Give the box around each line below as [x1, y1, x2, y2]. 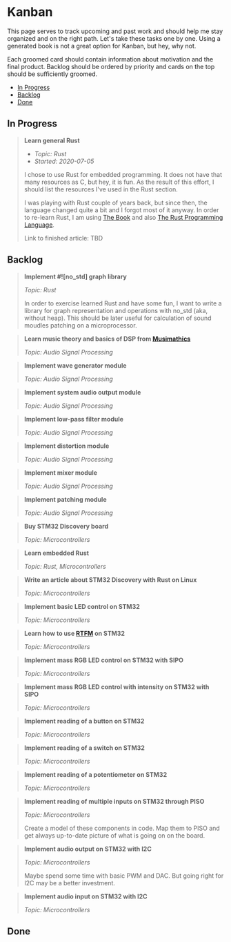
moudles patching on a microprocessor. [23, 321, 137, 329]
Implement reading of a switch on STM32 [23, 744, 145, 752]
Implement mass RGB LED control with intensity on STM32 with [23, 682, 210, 691]
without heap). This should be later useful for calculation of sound [23, 314, 212, 322]
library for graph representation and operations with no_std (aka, [23, 306, 208, 314]
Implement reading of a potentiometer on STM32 [23, 770, 168, 778]
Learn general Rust [23, 136, 81, 144]
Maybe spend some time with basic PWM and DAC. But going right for [23, 872, 224, 880]
